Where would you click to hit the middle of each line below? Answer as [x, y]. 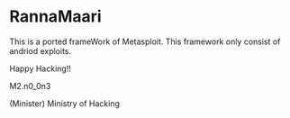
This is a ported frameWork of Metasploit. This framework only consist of [145, 41]
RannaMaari [55, 17]
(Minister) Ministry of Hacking [64, 103]
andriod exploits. [41, 50]
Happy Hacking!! [41, 68]
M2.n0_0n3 [30, 86]
